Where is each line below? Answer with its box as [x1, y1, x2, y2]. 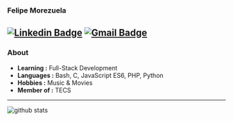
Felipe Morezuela [7, 6, 67, 15]
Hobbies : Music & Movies [17, 79, 93, 87]
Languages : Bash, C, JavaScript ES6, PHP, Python [17, 71, 164, 79]
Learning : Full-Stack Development [17, 63, 118, 72]
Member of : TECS [17, 86, 71, 94]
